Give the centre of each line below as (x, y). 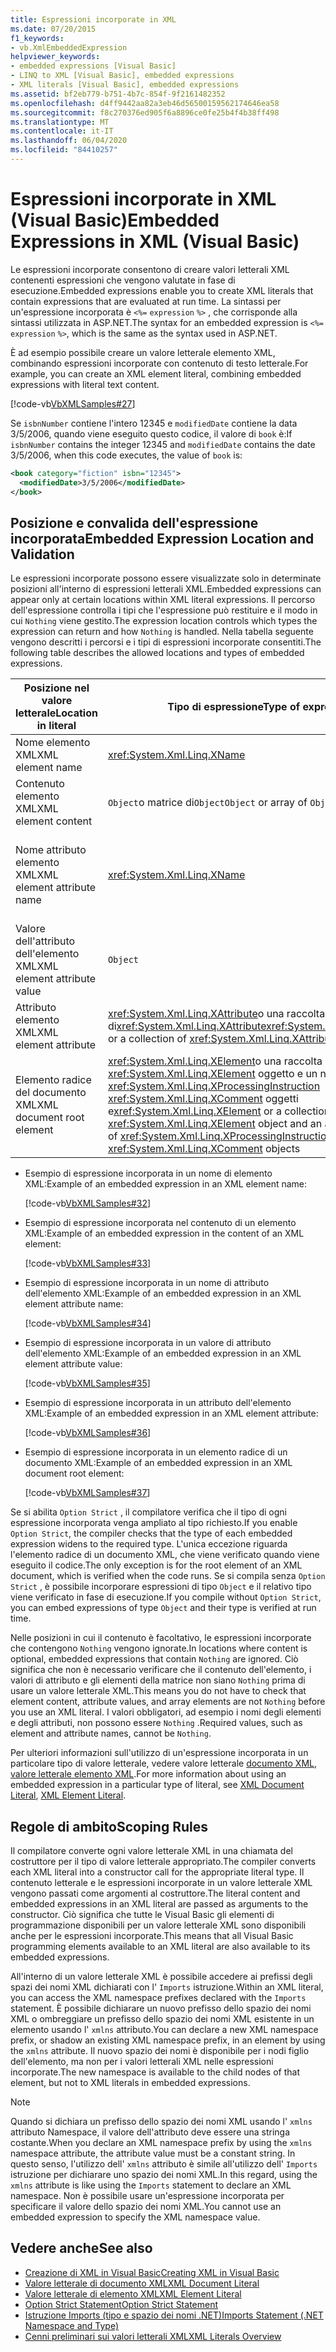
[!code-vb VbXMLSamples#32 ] (88, 1203)
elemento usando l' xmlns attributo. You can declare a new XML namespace (164, 2030)
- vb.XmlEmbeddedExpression (69, 47)
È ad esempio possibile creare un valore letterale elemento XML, (143, 352)
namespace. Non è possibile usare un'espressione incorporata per (147, 2196)
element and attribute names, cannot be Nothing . (111, 1733)
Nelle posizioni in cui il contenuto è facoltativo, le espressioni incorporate (161, 1638)
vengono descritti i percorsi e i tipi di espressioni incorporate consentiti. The (166, 642)
